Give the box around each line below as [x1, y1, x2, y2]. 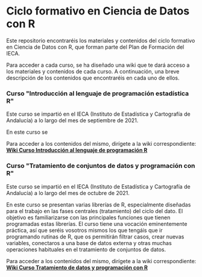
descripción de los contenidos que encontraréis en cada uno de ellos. [6, 74, 180, 81]
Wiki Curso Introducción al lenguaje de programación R [6, 146, 148, 154]
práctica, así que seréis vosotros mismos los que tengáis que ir [6, 226, 163, 234]
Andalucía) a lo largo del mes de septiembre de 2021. [6, 117, 139, 124]
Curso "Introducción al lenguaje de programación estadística [6, 89, 189, 98]
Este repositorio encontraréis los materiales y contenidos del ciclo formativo [6, 37, 195, 44]
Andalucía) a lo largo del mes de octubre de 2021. [6, 189, 130, 196]
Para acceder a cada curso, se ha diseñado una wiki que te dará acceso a [6, 61, 190, 69]
